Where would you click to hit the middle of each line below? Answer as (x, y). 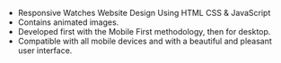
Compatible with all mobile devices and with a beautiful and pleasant (145, 41)
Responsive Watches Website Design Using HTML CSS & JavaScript (144, 13)
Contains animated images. (68, 22)
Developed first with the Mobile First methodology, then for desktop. (144, 31)
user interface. (45, 51)
